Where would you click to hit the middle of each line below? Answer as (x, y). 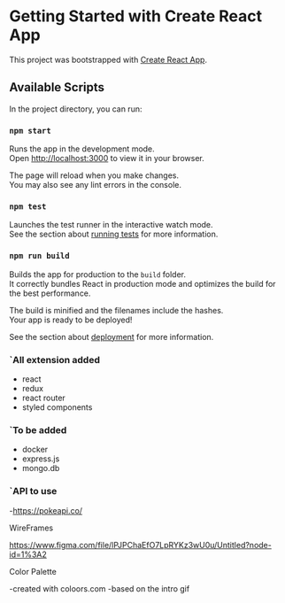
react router (44, 398)
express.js (41, 459)
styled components (57, 407)
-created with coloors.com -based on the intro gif (100, 588)
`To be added (38, 429)
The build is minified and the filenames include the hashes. (116, 310)
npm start (30, 131)
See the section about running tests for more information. (114, 234)
